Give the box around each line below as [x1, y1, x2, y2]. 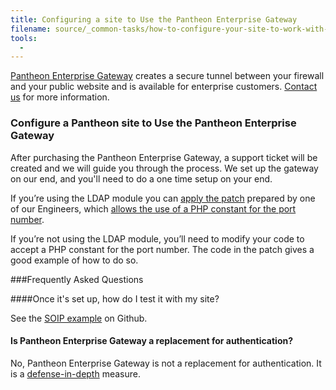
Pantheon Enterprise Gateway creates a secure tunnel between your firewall [10, 70, 325, 82]
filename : [10, 24, 52, 34]
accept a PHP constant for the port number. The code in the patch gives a [10, 243, 315, 255]
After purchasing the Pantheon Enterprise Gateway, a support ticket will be [10, 151, 318, 163]
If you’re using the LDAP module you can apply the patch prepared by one [10, 192, 316, 204]
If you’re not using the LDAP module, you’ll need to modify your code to [10, 232, 305, 245]
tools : [10, 33, 38, 43]
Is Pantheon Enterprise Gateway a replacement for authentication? [10, 335, 294, 347]
